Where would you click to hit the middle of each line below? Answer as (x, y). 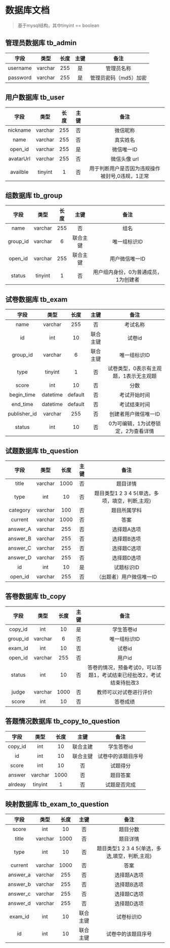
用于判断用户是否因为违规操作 (125, 168)
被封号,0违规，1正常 (125, 176)
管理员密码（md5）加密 (118, 78)
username (20, 68)
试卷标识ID (129, 917)
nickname (19, 130)
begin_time (22, 395)
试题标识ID (126, 567)
